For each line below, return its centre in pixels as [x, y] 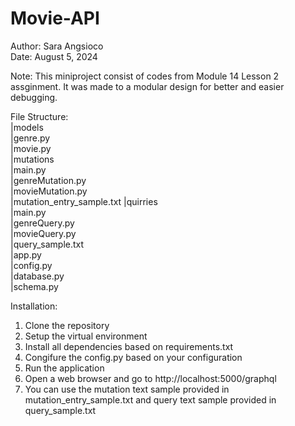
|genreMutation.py [48, 180]
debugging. [34, 97]
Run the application [64, 368]
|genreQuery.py [42, 223]
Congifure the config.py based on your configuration [133, 357]
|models [27, 127]
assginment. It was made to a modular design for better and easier [147, 86]
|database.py [37, 276]
